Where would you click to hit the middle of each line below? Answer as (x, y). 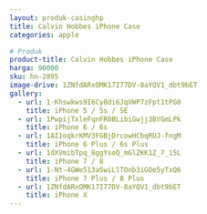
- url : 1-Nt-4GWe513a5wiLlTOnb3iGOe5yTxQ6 (99, 169)
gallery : (26, 93)
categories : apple (44, 35)
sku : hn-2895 (34, 77)
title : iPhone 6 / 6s (67, 127)
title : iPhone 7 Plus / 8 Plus (85, 178)
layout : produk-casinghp (57, 18)
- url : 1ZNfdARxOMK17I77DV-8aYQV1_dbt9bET (99, 187)
